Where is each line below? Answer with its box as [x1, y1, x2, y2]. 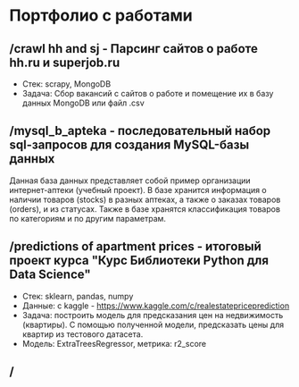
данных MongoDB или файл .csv [21, 97, 145, 108]
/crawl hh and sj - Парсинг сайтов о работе [9, 41, 259, 56]
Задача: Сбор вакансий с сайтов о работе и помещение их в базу [21, 88, 274, 98]
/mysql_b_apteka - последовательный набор [9, 123, 271, 139]
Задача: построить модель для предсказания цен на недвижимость [21, 309, 284, 320]
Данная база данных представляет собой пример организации [9, 175, 252, 186]
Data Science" [9, 267, 91, 282]
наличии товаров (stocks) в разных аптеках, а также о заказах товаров [9, 194, 281, 205]
